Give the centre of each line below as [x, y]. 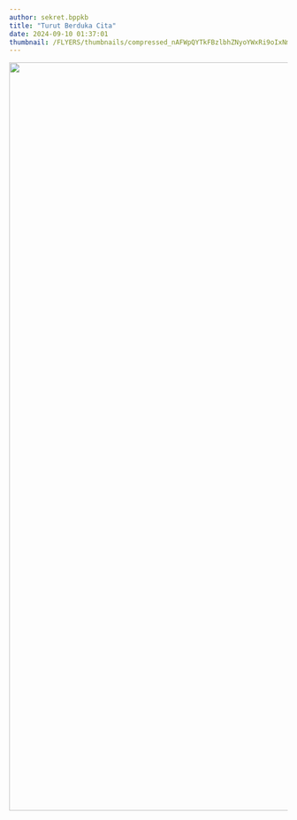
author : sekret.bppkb [49, 17]
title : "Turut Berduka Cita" [63, 26]
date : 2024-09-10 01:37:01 [59, 34]
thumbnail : [29, 42]
